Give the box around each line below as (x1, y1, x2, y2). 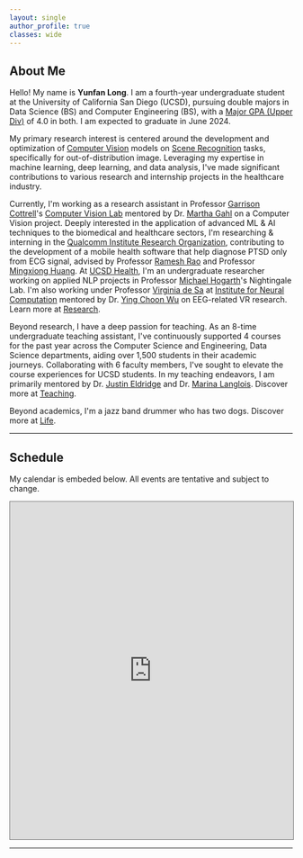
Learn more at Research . (9, 303, 101, 315)
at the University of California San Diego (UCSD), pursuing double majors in (9, 96, 290, 108)
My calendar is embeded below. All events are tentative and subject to (9, 474, 270, 484)
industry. (9, 181, 42, 192)
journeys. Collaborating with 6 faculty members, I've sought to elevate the (9, 359, 284, 370)
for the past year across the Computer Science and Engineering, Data (9, 340, 268, 351)
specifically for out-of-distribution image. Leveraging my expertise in (9, 152, 264, 163)
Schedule (9, 449, 65, 465)
